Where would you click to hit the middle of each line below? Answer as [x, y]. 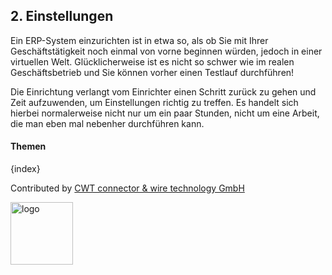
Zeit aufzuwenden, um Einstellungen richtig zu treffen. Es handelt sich [154, 102]
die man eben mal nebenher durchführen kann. [107, 123]
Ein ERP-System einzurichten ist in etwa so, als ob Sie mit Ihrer [139, 40]
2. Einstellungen [62, 16]
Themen [28, 146]
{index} [25, 169]
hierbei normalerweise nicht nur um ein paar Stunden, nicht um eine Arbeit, [165, 113]
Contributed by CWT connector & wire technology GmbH [127, 188]
